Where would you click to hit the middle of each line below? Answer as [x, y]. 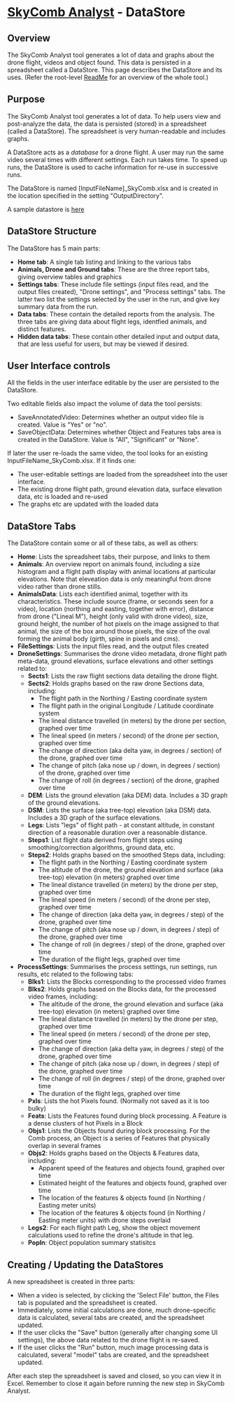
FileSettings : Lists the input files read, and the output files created [113, 646]
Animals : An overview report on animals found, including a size [109, 564]
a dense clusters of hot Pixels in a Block [85, 1123]
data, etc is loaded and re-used [63, 497]
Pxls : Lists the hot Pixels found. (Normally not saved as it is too [119, 1101]
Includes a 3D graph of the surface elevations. [95, 817]
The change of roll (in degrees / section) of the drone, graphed [129, 780]
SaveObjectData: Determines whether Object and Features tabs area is [119, 432]
